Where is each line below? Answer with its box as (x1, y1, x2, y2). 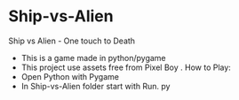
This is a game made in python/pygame (20, 52, 166, 63)
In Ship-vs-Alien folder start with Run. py (20, 81, 171, 91)
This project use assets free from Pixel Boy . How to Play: (20, 62, 232, 73)
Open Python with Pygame (20, 71, 119, 81)
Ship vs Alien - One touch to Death (8, 35, 135, 46)
